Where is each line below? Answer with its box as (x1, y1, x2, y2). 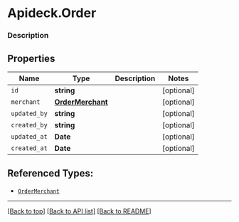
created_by (11, 121, 48, 129)
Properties (7, 52, 55, 65)
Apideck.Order (7, 5, 97, 21)
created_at (11, 144, 48, 152)
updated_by (11, 109, 48, 117)
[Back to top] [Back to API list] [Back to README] (7, 206, 152, 215)
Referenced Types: (7, 167, 94, 179)
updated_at (11, 132, 48, 140)
